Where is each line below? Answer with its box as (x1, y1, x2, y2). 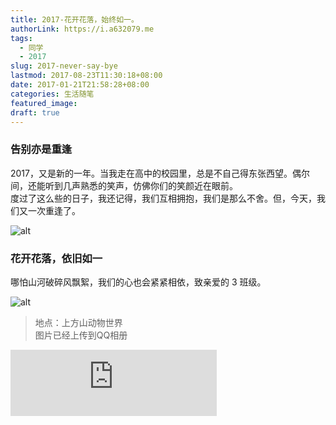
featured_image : (10, 98, 78, 108)
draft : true (10, 107, 60, 118)
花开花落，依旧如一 (10, 251, 103, 265)
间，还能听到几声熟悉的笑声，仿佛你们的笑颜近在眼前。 (10, 179, 238, 191)
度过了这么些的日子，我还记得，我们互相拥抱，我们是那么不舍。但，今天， (10, 192, 317, 204)
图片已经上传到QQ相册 (34, 329, 128, 341)
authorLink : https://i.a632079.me (10, 24, 155, 34)
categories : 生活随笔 (10, 89, 95, 99)
